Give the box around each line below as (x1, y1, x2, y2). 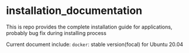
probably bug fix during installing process (6, 29, 106, 36)
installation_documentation (6, 4, 143, 17)
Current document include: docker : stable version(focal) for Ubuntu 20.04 (6, 41, 183, 48)
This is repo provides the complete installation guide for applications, (6, 23, 173, 30)
